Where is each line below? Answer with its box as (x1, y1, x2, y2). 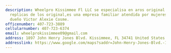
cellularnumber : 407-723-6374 (5, 26, 70, 31)
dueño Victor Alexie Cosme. (10, 17, 70, 22)
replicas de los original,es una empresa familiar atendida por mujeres (10, 12, 167, 17)
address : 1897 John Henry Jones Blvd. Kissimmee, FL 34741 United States (5, 36, 165, 41)
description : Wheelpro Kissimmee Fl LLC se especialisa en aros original (5, 7, 165, 13)
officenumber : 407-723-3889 (5, 21, 65, 27)
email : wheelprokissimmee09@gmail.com (5, 31, 88, 36)
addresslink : (5, 40, 33, 45)
